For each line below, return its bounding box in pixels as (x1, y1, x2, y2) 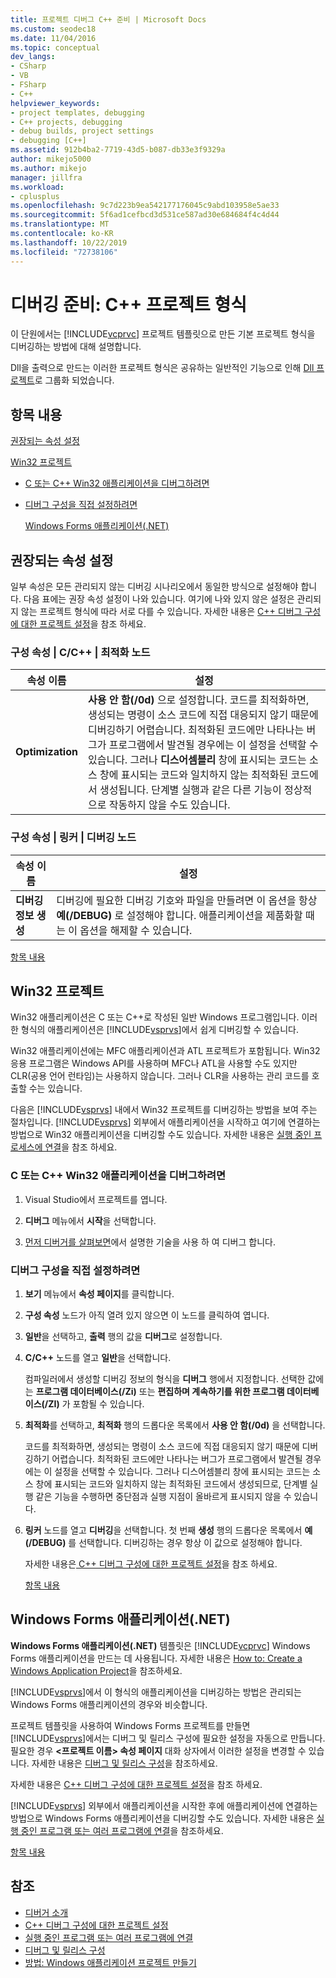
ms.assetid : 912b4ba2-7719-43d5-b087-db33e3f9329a (10, 145, 226, 155)
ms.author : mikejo (10, 163, 87, 173)
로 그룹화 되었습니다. (34, 374, 115, 386)
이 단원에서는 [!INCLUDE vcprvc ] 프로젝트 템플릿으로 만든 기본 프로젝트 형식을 (10, 328, 316, 340)
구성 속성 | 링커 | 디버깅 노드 (10, 831, 137, 845)
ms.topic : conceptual (10, 42, 101, 53)
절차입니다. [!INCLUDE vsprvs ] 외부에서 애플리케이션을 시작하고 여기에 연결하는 (10, 1116, 321, 1128)
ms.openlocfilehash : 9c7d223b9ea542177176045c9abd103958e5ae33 (10, 201, 280, 211)
